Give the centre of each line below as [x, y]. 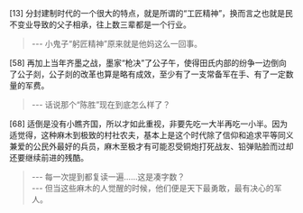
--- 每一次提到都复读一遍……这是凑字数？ [108, 177]
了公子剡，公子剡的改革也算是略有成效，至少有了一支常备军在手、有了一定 [147, 74]
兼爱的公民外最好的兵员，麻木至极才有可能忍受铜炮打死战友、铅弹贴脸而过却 [151, 146]
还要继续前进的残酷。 [49, 157]
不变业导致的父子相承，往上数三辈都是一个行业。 [100, 24]
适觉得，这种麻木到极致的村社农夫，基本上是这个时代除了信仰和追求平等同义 [151, 135]
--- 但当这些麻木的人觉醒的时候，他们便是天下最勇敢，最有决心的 [153, 188]
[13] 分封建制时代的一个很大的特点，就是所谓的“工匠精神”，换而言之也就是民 [151, 13]
